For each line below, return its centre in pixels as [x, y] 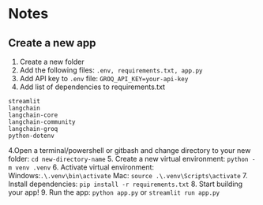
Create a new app [52, 43]
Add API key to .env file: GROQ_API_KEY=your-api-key [104, 78]
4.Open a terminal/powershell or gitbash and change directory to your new [130, 150]
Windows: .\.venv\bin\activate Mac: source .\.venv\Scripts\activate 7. [128, 175]
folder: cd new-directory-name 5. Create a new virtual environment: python [128, 159]
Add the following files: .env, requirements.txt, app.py [111, 70]
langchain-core [33, 115]
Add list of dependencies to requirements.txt [92, 87]
